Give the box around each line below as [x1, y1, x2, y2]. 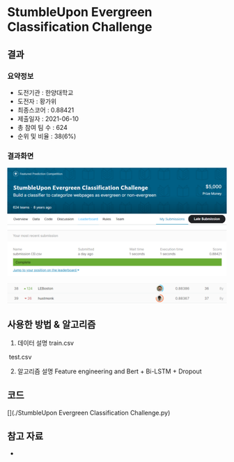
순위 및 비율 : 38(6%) [17, 132, 77, 140]
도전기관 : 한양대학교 [17, 88, 74, 96]
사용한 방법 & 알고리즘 [7, 319, 96, 331]
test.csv [8, 352, 32, 361]
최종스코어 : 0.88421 [17, 105, 75, 114]
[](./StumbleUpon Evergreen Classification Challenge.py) [7, 408, 171, 417]
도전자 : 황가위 [17, 97, 57, 105]
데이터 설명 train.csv [17, 338, 75, 347]
